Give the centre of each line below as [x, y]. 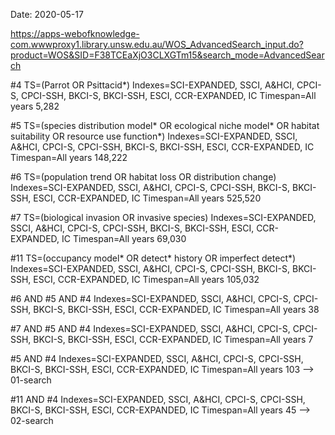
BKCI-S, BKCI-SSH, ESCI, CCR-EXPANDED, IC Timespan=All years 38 [176, 309]
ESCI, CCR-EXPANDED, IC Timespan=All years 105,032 [146, 279]
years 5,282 [35, 106]
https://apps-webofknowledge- [75, 33]
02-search [32, 420]
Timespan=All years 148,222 [69, 157]
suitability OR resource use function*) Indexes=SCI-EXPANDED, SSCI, [154, 136]
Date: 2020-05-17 [47, 14]
